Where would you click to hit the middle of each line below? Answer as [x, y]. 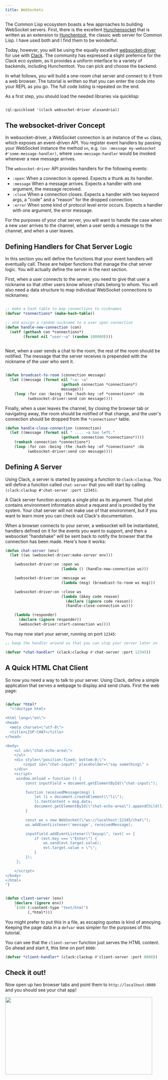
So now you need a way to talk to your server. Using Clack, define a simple [82, 680]
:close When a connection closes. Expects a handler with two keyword [85, 195]
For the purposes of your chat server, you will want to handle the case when [84, 220]
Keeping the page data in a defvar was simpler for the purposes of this [78, 927]
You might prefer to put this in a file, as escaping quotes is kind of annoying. [83, 922]
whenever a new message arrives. [40, 159]
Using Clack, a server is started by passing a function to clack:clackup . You [83, 479]
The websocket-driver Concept [55, 125]
